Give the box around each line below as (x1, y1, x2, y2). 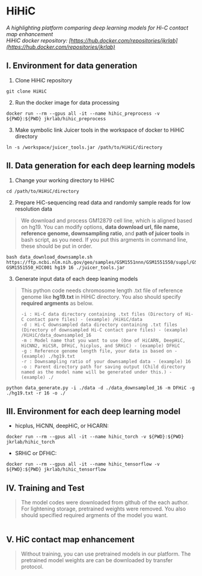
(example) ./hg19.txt (20, 353, 75, 359)
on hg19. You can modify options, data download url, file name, (20, 223, 180, 230)
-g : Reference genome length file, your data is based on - (20, 348, 178, 354)
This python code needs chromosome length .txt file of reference (20, 287, 183, 294)
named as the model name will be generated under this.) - (20, 369, 173, 375)
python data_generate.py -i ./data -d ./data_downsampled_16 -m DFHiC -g (6, 385, 195, 391)
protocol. (20, 563, 44, 570)
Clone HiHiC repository (14, 76, 73, 84)
